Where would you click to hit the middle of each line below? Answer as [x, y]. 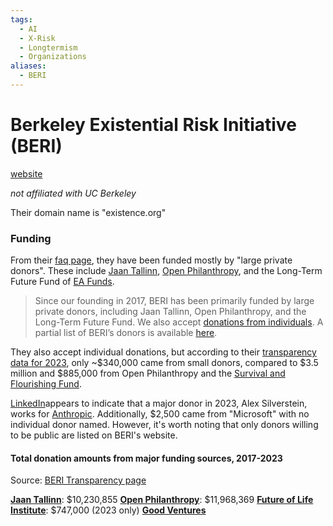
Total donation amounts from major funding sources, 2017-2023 [146, 458]
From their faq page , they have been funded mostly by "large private [151, 260]
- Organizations [53, 57]
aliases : [28, 66]
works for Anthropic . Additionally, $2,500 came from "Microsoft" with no [160, 414]
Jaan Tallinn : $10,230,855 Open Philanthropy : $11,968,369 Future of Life [162, 500]
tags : [21, 19]
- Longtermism [48, 47]
